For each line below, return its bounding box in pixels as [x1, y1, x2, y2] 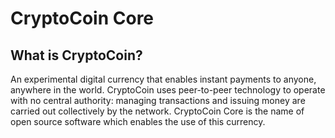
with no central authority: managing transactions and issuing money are [10, 95, 306, 106]
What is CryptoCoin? [10, 47, 143, 64]
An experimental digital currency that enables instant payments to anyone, [10, 73, 317, 85]
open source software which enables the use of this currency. [10, 116, 266, 127]
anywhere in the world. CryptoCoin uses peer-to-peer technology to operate [10, 84, 326, 96]
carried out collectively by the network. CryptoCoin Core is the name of [10, 105, 305, 117]
